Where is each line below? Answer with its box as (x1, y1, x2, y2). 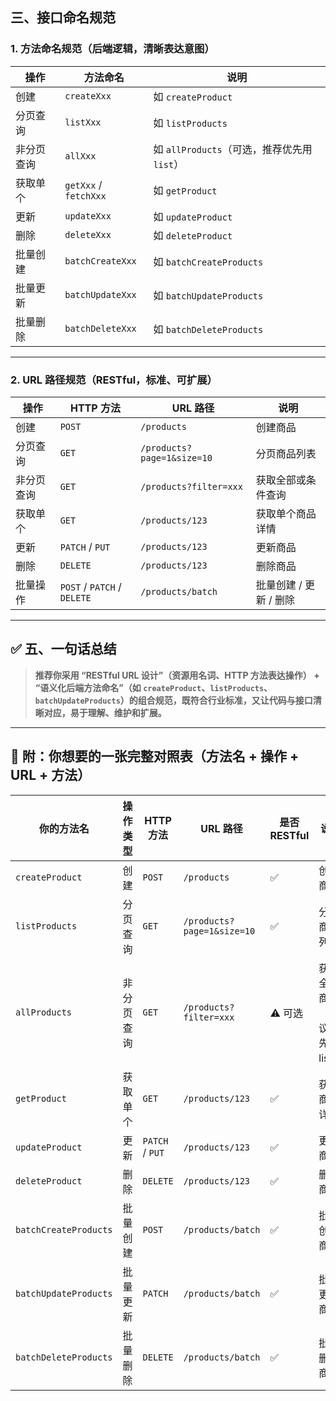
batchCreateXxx (64, 255, 137, 267)
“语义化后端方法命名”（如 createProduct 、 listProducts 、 (34, 681, 273, 693)
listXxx (64, 116, 102, 128)
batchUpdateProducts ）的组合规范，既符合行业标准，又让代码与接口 (34, 694, 313, 706)
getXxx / (64, 178, 103, 192)
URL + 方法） (10, 767, 92, 784)
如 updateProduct (153, 209, 233, 223)
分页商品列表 (255, 446, 317, 460)
